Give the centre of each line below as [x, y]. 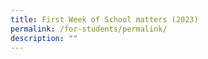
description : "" [44, 38]
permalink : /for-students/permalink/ [89, 29]
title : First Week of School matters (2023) [104, 19]
